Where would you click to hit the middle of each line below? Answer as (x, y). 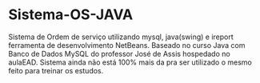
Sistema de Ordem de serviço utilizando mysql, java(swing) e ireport (121, 37)
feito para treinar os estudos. (56, 70)
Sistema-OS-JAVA (71, 15)
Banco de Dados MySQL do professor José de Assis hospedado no (119, 53)
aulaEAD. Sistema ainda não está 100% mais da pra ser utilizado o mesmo (130, 62)
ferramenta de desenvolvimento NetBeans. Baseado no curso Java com (127, 45)
